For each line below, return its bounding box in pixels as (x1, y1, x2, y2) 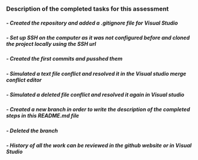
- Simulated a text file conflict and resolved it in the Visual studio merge (6, 70, 187, 77)
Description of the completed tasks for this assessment (6, 5, 169, 13)
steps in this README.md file (6, 112, 79, 119)
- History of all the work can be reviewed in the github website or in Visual (6, 142, 192, 149)
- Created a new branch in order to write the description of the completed (6, 106, 190, 113)
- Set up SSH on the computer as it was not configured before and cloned (6, 34, 190, 41)
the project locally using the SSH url (6, 40, 96, 47)
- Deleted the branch (6, 127, 58, 134)
